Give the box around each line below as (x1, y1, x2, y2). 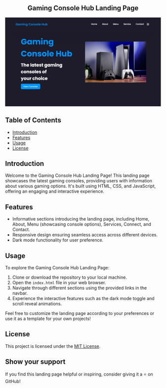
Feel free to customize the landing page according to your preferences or (5, 310, 155, 316)
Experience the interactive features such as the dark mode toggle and (12, 296, 155, 302)
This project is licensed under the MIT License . (5, 343, 101, 349)
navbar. (12, 290, 28, 296)
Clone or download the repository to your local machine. (12, 274, 127, 280)
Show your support (5, 358, 66, 366)
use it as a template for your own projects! (5, 315, 91, 322)
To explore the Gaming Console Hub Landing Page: (5, 265, 110, 271)
